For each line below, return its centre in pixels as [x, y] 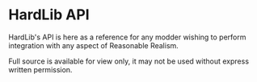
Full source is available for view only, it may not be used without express [128, 61]
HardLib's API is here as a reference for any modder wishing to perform [127, 37]
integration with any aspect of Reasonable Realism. [94, 45]
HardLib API [49, 15]
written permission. [40, 69]
